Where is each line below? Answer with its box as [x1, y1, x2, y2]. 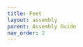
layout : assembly [7, 17, 58, 23]
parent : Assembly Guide [7, 23, 77, 30]
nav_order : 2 [7, 29, 45, 37]
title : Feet [7, 10, 42, 17]
